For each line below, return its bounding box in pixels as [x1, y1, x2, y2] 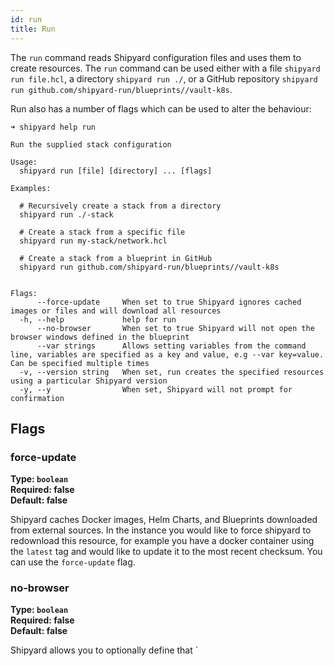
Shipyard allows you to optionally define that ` [10, 644, 199, 656]
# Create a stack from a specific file [19, 227, 186, 237]
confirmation [10, 393, 65, 403]
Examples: [10, 183, 52, 193]
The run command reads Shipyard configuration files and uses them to [10, 51, 302, 63]
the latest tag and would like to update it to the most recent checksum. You [10, 546, 323, 558]
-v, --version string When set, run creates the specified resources [19, 367, 325, 377]
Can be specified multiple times [10, 358, 150, 368]
